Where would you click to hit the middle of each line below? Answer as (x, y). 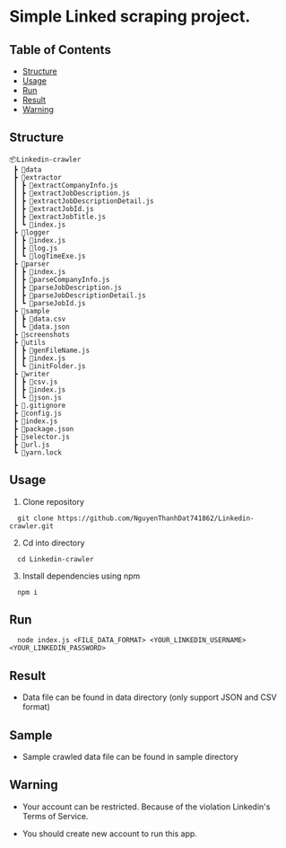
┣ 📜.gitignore (39, 405)
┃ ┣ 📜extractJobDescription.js (71, 193)
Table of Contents (61, 50)
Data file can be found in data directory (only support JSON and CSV (149, 697)
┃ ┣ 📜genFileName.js (52, 350)
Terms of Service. (55, 816)
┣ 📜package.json (43, 428)
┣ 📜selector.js (41, 437)
